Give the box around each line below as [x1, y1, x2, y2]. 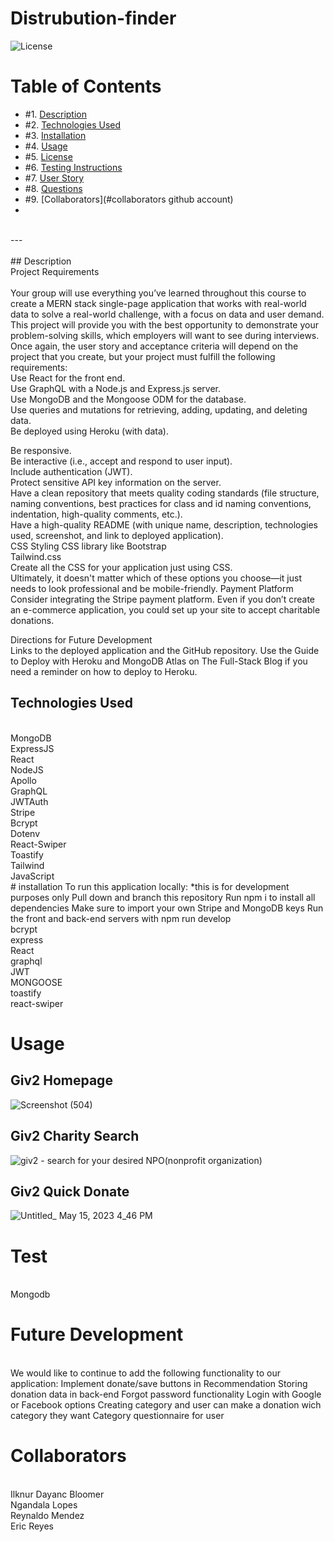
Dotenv [10, 827, 41, 839]
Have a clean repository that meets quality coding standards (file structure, [10, 487, 320, 499]
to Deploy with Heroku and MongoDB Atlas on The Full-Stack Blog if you [10, 655, 308, 667]
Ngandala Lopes [10, 1499, 78, 1511]
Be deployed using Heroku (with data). [10, 425, 169, 437]
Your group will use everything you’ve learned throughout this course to [10, 287, 307, 299]
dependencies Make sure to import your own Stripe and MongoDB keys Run [10, 902, 324, 914]
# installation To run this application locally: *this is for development [10, 880, 290, 892]
